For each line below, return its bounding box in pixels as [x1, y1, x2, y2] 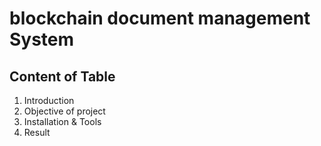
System [9, 28, 75, 51]
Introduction [23, 95, 75, 106]
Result [23, 127, 51, 138]
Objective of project [23, 105, 106, 117]
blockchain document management [9, 7, 311, 30]
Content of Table [9, 68, 116, 85]
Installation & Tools [23, 116, 102, 127]
